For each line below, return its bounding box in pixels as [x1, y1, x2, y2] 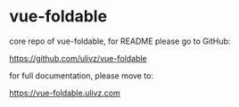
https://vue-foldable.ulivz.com [9, 87, 120, 98]
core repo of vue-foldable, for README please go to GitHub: [9, 36, 231, 46]
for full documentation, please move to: [9, 70, 154, 81]
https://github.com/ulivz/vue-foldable [9, 53, 147, 63]
